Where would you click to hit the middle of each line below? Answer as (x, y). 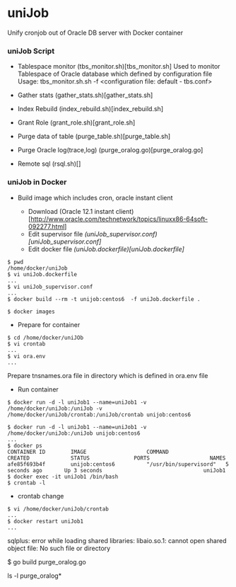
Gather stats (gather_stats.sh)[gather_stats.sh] (85, 95)
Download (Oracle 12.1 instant (71, 211)
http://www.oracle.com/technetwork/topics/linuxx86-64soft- (119, 219)
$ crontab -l (26, 483)
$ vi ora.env (26, 356)
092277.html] (47, 226)
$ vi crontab (26, 344)
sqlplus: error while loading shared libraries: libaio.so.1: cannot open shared (117, 540)
